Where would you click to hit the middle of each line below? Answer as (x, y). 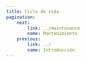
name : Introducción (51, 50)
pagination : (21, 17)
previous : (29, 39)
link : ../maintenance (54, 28)
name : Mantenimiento (52, 34)
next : (24, 22)
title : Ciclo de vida (33, 12)
